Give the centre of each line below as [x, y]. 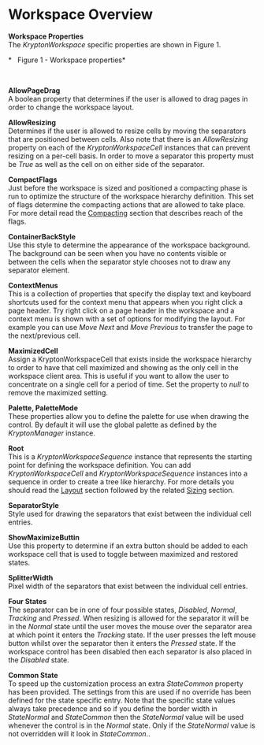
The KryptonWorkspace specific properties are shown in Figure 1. [115, 44]
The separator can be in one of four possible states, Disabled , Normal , [123, 610]
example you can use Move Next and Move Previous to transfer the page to [131, 327]
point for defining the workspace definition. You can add [100, 465]
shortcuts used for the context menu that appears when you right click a [125, 302]
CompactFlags [33, 180]
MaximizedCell [33, 350]
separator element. [39, 270]
